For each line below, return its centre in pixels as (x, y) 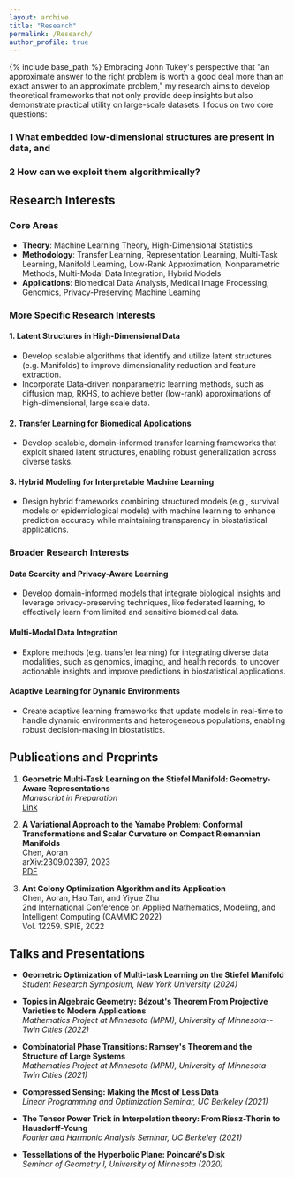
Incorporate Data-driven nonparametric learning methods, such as (143, 384)
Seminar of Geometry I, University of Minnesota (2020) (122, 1164)
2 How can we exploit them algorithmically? (105, 172)
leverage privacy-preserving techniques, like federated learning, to (143, 603)
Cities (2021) (65, 1075)
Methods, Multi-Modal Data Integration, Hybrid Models (121, 273)
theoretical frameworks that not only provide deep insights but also (131, 96)
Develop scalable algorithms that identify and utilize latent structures (147, 356)
